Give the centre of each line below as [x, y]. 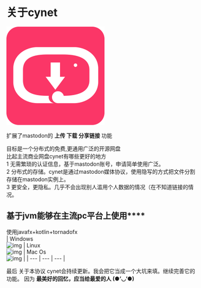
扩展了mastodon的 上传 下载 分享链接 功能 [59, 135]
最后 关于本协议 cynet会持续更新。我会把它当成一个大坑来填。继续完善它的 [101, 271]
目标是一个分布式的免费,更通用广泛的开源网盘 [64, 149]
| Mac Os [35, 252]
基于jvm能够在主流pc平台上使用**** [76, 216]
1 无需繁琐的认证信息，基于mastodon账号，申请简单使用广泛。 [85, 164]
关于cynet [32, 13]
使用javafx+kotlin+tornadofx [42, 232]
